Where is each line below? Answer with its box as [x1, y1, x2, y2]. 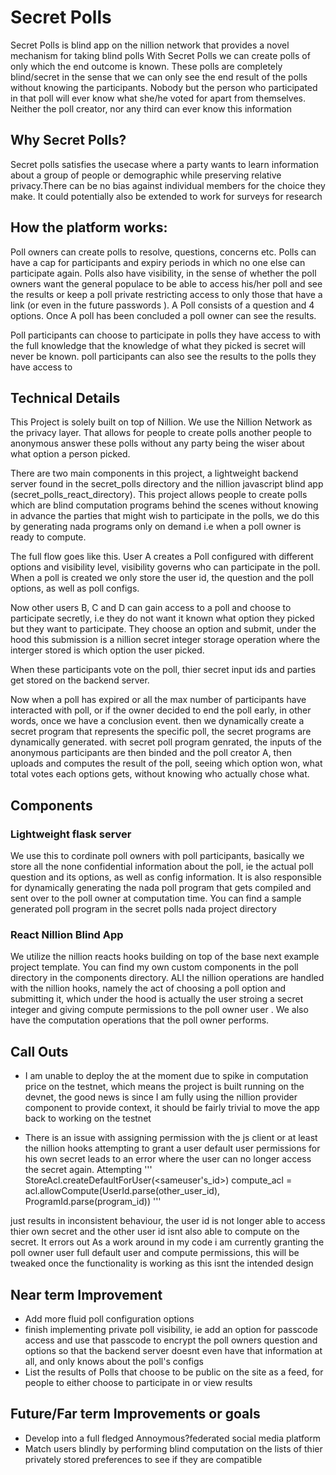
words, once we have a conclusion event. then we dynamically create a [10, 715, 305, 727]
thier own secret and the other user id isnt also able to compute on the [10, 1226, 300, 1238]
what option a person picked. [10, 448, 131, 460]
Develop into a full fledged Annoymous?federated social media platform [24, 1432, 321, 1444]
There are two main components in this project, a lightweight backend [10, 467, 299, 480]
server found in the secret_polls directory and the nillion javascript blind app [10, 478, 324, 490]
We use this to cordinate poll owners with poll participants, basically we [10, 850, 305, 862]
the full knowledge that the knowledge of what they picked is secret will [10, 339, 306, 351]
